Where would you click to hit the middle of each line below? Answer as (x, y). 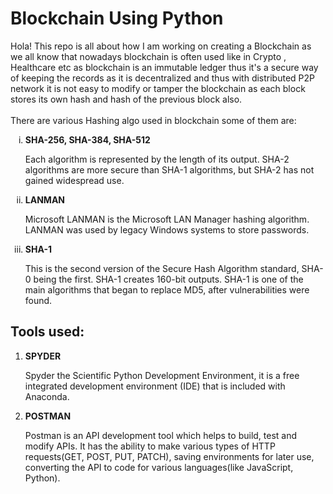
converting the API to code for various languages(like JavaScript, (159, 467)
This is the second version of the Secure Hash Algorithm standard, (162, 268)
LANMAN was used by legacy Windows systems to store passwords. (167, 229)
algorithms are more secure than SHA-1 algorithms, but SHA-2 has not (169, 169)
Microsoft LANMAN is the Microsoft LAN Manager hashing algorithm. (167, 219)
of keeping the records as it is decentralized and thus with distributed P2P (162, 78)
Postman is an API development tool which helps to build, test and (161, 435)
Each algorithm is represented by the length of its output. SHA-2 (157, 159)
